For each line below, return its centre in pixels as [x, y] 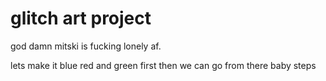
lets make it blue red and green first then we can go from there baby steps [163, 65]
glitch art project [81, 18]
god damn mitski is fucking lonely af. [86, 46]
